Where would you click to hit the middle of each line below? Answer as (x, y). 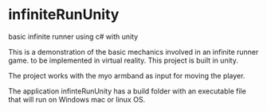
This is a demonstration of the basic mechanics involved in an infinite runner (133, 52)
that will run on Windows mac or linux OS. (77, 99)
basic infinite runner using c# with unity (73, 36)
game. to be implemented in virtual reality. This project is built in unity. (124, 60)
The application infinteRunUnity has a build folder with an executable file (128, 91)
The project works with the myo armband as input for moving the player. (127, 75)
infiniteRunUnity (64, 15)
